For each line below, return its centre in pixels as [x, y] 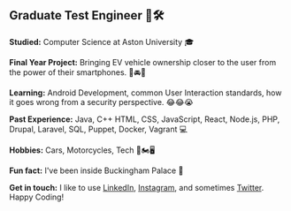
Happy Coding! [37, 197]
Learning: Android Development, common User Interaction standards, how [145, 93]
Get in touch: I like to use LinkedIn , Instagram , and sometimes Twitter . [137, 187]
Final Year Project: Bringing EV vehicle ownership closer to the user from [143, 62]
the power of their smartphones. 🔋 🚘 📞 [77, 72]
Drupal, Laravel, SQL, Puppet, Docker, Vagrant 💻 [99, 129]
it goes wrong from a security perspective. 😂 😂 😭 [101, 102]
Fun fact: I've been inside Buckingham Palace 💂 [96, 170]
